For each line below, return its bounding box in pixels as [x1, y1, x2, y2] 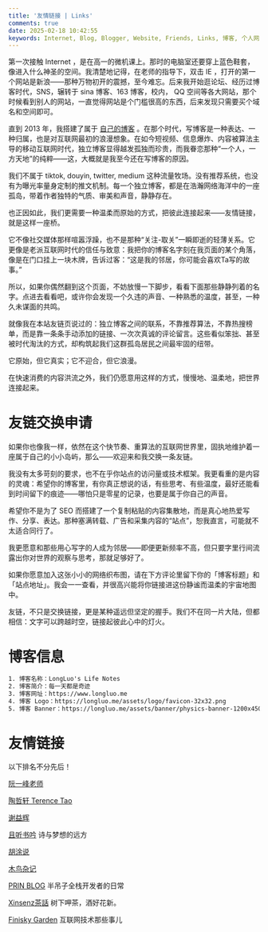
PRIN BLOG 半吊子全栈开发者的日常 [8, 881, 124, 890]
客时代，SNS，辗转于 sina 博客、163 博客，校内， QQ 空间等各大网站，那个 [8, 87, 257, 97]
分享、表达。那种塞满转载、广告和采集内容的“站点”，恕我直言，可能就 [22, 516, 253, 526]
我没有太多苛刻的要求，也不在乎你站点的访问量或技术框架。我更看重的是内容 [8, 469, 260, 478]
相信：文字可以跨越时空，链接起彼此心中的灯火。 [8, 617, 169, 626]
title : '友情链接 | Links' [8, 11, 93, 20]
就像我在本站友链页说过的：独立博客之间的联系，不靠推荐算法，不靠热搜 [8, 319, 246, 329]
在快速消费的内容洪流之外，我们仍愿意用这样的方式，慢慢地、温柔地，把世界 [8, 373, 260, 382]
